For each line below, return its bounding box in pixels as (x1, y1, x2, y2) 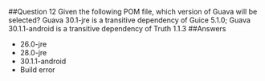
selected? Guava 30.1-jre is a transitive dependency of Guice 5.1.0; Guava (8, 15, 251, 25)
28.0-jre (19, 48, 47, 57)
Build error (19, 65, 55, 75)
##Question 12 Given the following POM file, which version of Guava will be (8, 7, 258, 16)
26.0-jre (19, 39, 47, 49)
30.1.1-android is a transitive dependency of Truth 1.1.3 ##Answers (8, 24, 226, 33)
